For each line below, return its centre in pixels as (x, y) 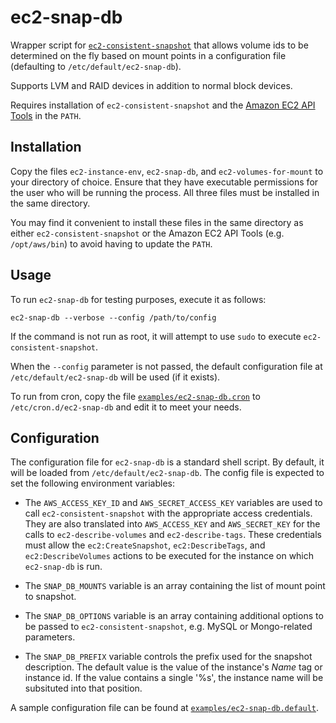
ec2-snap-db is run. (63, 567)
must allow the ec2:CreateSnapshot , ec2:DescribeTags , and (145, 545)
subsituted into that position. (83, 688)
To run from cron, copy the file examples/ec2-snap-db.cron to (135, 396)
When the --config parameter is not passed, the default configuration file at (166, 366)
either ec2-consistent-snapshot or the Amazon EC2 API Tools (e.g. (147, 233)
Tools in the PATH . (46, 115)
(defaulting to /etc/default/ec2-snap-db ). (96, 66)
